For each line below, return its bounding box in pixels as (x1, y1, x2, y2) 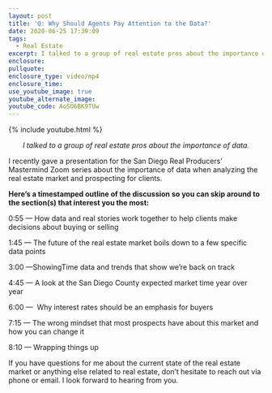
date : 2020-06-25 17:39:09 (8, 27, 100, 35)
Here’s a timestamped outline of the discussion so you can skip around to (8, 189, 261, 199)
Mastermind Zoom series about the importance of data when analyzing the (8, 165, 258, 175)
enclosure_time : (8, 80, 63, 88)
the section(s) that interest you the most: (8, 198, 150, 208)
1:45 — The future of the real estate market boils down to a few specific (8, 238, 248, 248)
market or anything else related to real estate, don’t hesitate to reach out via (8, 367, 261, 377)
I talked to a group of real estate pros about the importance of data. (23, 140, 249, 150)
